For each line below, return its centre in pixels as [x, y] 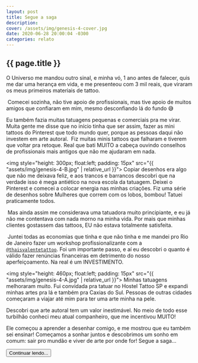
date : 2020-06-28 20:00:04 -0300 [47, 34]
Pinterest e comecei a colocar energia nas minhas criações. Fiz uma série [96, 188]
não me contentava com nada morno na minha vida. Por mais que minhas [96, 218]
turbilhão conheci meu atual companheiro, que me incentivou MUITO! [91, 317]
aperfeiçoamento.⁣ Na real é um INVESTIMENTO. [65, 262]
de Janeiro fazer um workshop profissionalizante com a [74, 243]
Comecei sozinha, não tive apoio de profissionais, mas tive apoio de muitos [99, 102]
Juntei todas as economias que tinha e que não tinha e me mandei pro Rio [98, 236]
